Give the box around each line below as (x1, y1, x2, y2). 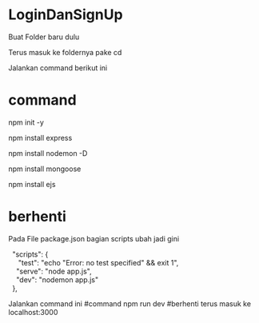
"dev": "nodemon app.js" (15, 274, 99, 285)
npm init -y (8, 118, 44, 127)
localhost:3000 (8, 307, 58, 317)
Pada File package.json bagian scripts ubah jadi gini (8, 233, 180, 243)
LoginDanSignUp (8, 6, 123, 24)
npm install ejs (8, 179, 56, 189)
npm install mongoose (8, 164, 82, 173)
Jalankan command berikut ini (8, 62, 108, 73)
